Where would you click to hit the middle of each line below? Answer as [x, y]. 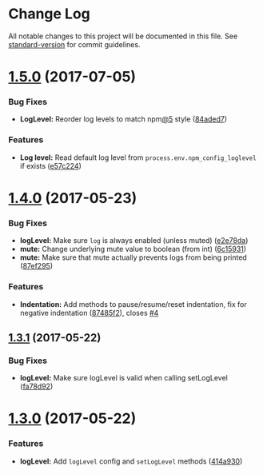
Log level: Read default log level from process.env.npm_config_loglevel [138, 157]
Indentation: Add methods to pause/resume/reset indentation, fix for [133, 304]
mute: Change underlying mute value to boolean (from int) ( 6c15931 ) [133, 249]
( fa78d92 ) [36, 386]
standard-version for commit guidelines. [74, 44]
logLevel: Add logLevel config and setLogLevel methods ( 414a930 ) [131, 461]
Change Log [49, 14]
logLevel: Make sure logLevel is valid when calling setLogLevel [124, 378]
